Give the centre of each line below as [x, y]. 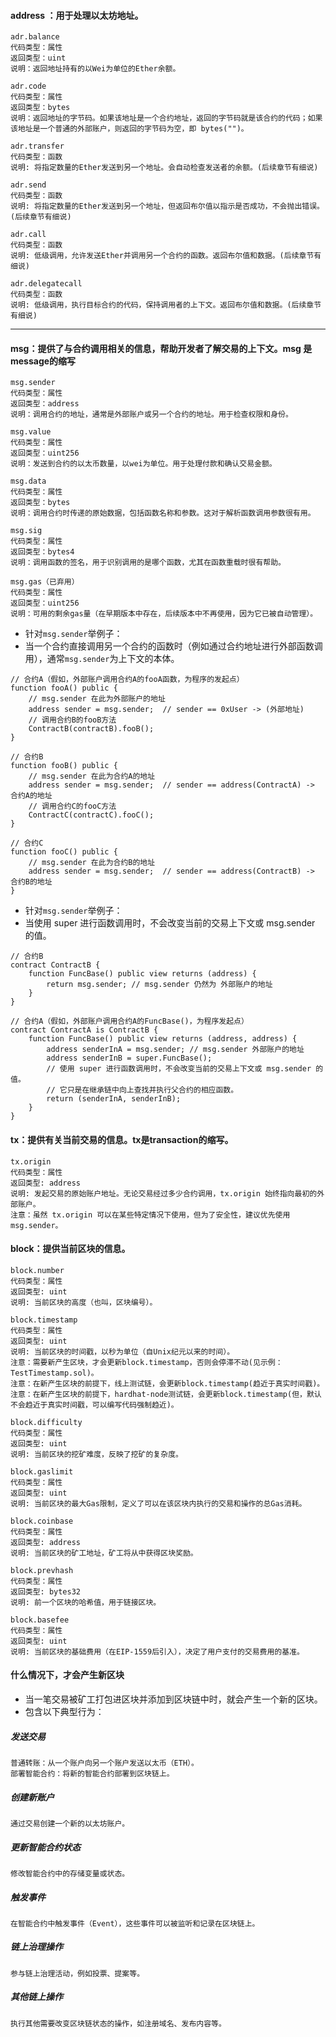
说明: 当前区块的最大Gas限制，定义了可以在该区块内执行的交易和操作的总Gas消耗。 [158, 1503]
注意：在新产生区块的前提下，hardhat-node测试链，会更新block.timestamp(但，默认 [166, 1394]
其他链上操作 [36, 1997]
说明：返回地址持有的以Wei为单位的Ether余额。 [95, 69]
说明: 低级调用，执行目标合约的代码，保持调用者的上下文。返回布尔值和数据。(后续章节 [166, 305]
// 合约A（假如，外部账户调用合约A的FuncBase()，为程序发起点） [129, 1021]
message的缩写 [43, 361]
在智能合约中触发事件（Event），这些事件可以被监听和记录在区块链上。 [135, 1923]
